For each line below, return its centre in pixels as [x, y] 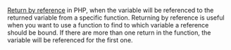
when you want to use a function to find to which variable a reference [108, 25]
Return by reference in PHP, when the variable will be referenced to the [111, 10]
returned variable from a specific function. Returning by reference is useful [116, 18]
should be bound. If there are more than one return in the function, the [109, 32]
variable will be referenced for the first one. [70, 40]
